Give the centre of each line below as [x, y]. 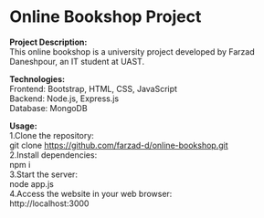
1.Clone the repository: [52, 135]
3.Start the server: [43, 174]
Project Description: [48, 42]
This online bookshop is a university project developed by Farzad [132, 51]
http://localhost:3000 [49, 203]
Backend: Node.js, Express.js [64, 99]
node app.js [32, 183]
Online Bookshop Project [106, 17]
